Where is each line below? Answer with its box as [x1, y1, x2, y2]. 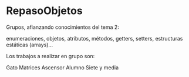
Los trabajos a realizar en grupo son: [6, 52, 95, 59]
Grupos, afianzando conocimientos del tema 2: [6, 24, 119, 31]
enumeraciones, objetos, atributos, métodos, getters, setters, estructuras [6, 35, 183, 42]
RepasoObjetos [6, 4, 83, 18]
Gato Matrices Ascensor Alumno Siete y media [6, 63, 119, 71]
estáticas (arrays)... [6, 41, 53, 48]
